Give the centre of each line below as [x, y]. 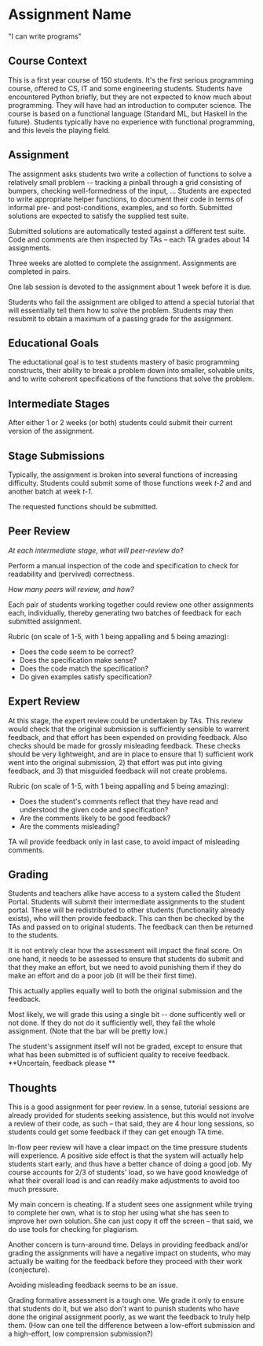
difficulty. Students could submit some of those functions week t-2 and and [130, 483]
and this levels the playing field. [59, 130]
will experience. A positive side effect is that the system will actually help [126, 1156]
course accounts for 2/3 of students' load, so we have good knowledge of [128, 1172]
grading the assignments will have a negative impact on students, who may [130, 1253]
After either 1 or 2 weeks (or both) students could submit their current [121, 423]
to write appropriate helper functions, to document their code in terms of [126, 199]
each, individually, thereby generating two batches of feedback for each [125, 612]
